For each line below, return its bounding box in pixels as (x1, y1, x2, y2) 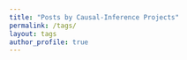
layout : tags (9, 29, 57, 38)
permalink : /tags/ (9, 21, 77, 30)
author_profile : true (9, 37, 89, 47)
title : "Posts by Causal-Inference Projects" (9, 12, 179, 22)
